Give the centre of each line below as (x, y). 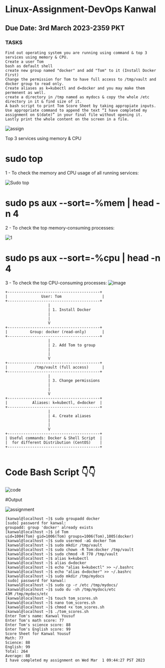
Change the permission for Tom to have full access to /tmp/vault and (81, 79)
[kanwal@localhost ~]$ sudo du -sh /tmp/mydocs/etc (60, 589)
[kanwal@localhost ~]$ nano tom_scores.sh (50, 603)
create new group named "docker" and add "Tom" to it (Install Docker (81, 70)
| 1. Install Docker (70, 309)
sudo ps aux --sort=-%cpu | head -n (83, 258)
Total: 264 (17, 651)
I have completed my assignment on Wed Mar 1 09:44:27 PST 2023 (75, 660)
